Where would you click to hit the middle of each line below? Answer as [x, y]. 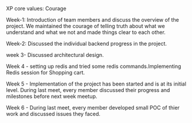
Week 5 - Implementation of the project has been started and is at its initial [96, 84]
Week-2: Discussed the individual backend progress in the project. [87, 44]
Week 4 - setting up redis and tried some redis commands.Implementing [94, 66]
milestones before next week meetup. [52, 96]
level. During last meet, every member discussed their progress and [88, 90]
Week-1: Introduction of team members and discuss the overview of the [92, 20]
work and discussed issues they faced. [53, 114]
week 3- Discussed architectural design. [55, 55]
